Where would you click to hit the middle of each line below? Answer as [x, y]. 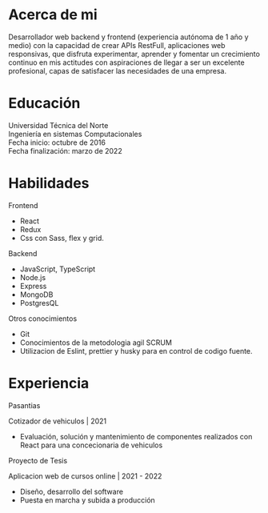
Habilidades [49, 184]
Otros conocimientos [43, 319]
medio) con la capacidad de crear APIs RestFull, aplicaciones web [117, 45]
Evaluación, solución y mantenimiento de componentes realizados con [136, 436]
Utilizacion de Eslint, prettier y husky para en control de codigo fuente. [136, 351]
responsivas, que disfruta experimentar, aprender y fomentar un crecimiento [134, 54]
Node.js [33, 277]
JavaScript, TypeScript [58, 269]
